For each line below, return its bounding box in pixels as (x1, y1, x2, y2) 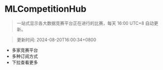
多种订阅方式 (11, 53, 38, 59)
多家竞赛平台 (11, 47, 38, 53)
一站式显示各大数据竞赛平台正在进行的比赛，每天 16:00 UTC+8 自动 (16, 20, 154, 26)
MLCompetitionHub (4, 3, 87, 15)
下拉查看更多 (11, 59, 38, 65)
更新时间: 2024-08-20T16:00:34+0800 (16, 37, 97, 43)
